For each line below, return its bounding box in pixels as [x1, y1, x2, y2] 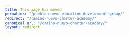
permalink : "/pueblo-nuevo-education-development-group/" [5, 12, 125, 16]
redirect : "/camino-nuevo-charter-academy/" [5, 16, 97, 21]
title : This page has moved [5, 7, 62, 12]
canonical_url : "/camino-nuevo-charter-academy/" [5, 20, 108, 25]
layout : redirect [5, 25, 40, 30]
